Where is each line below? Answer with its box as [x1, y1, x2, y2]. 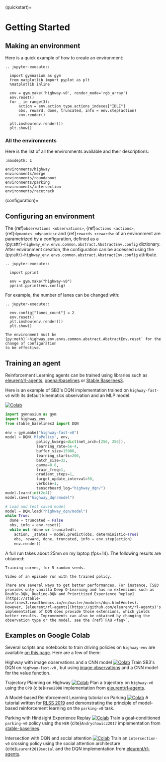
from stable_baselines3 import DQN [5, 421, 79, 426]
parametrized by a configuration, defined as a [5, 236, 99, 242]
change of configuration [5, 341, 57, 346]
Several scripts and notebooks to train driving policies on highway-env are [5, 644, 156, 651]
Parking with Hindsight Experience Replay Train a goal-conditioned [5, 715, 161, 721]
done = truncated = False [9, 518, 64, 523]
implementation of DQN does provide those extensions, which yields [5, 609, 150, 614]
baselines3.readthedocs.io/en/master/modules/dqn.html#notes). [5, 600, 139, 605]
